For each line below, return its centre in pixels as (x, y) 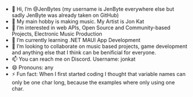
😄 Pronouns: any (32, 67)
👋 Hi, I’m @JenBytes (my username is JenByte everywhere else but (93, 9)
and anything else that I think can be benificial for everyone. (84, 52)
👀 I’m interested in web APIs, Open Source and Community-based (91, 27)
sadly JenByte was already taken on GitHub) (65, 15)
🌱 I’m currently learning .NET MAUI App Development (76, 40)
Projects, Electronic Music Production (57, 34)
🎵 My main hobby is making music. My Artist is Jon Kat (78, 21)
